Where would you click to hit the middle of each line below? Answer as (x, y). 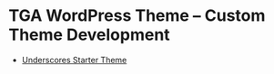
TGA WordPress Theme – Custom (137, 16)
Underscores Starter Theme (74, 60)
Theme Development (89, 35)
